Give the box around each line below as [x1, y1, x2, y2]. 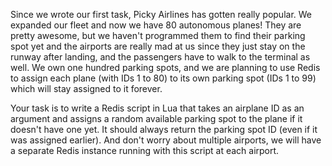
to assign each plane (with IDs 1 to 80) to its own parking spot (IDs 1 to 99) [10, 72, 317, 84]
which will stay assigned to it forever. [10, 83, 163, 94]
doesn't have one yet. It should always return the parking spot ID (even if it [10, 124, 318, 135]
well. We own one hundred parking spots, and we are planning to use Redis [10, 62, 321, 73]
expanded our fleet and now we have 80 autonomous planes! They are [10, 19, 302, 31]
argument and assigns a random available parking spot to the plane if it [10, 113, 303, 124]
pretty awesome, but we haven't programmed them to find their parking [10, 30, 306, 41]
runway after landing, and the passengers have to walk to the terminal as [10, 51, 311, 63]
